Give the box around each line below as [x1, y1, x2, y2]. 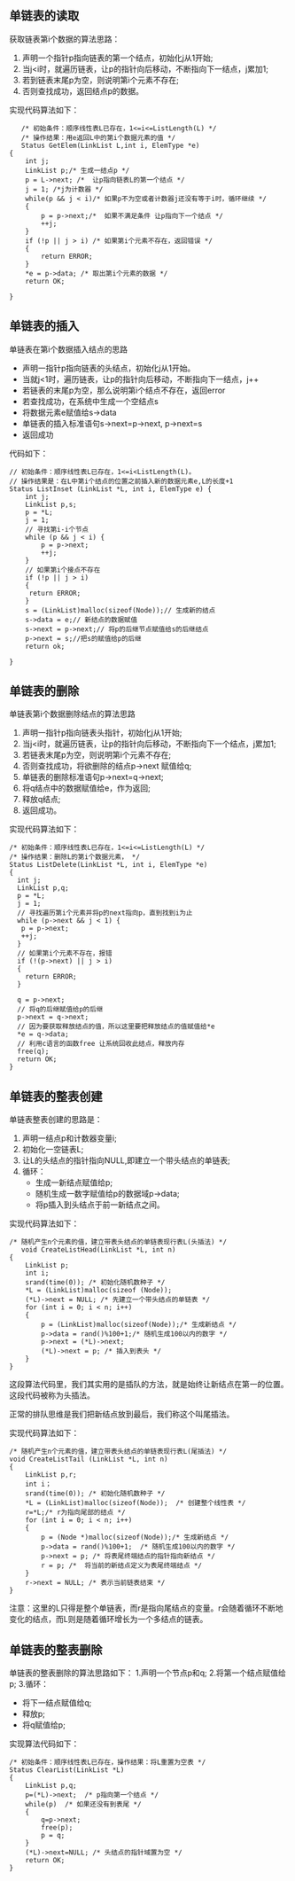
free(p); [41, 1823, 74, 1832]
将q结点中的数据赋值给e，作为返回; [21, 783, 151, 793]
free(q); [17, 1047, 50, 1057]
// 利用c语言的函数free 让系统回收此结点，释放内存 [17, 1040, 185, 1049]
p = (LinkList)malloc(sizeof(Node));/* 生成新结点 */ [41, 1320, 237, 1330]
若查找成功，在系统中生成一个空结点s [21, 395, 159, 406]
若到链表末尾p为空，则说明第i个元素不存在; [21, 74, 179, 85]
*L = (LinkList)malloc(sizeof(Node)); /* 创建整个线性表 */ [25, 1499, 246, 1508]
